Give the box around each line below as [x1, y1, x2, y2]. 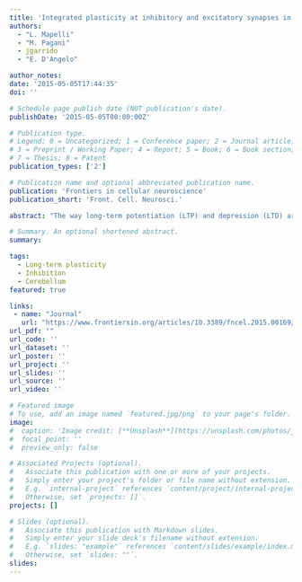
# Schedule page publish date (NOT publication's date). [9, 104, 227, 113]
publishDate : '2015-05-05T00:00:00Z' [9, 112, 151, 121]
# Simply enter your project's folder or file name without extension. [9, 476, 292, 485]
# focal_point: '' [9, 435, 83, 444]
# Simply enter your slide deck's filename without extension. [9, 533, 259, 543]
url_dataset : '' [9, 343, 70, 352]
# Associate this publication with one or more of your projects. [9, 468, 271, 477]
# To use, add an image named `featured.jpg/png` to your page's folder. [9, 410, 292, 419]
